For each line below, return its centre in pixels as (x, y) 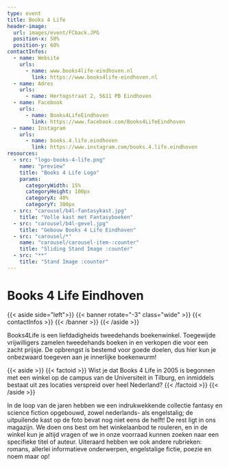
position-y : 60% (36, 45)
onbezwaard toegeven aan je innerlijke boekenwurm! (82, 357)
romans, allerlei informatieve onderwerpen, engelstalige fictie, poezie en (109, 449)
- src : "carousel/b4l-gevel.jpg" (61, 223)
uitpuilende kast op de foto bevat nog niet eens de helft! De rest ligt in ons (111, 420)
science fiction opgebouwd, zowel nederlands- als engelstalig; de (100, 412)
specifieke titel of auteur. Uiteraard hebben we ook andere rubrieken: (105, 442)
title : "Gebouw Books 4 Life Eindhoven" (78, 230)
